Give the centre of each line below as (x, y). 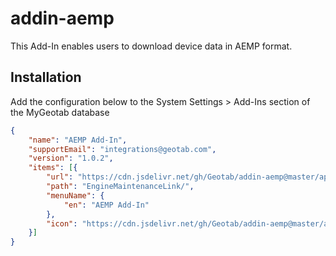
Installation (46, 77)
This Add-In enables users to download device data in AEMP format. (151, 46)
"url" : (60, 177)
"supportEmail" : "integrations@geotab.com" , (122, 149)
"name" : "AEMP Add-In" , (78, 140)
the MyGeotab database (60, 112)
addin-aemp (62, 18)
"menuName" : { (75, 195)
